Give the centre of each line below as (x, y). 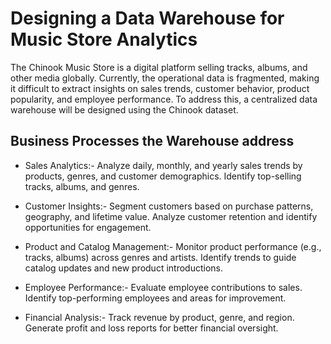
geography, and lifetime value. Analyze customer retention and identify (171, 216)
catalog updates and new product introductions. (123, 268)
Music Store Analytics (104, 39)
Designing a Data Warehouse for (147, 18)
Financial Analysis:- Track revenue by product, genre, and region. (159, 317)
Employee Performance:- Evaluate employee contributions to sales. (163, 287)
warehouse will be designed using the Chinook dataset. (124, 109)
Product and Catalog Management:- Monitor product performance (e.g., (173, 246)
